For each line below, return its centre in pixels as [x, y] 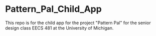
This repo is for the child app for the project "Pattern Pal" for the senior [78, 23]
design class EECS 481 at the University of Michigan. [59, 28]
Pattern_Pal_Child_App [54, 9]
